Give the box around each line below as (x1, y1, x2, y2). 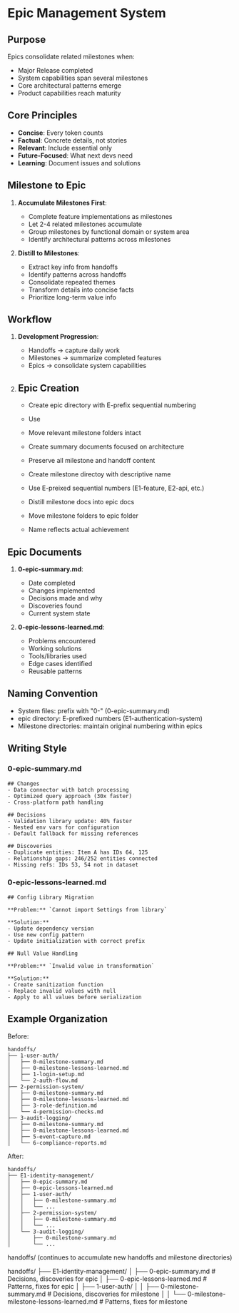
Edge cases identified (28, 660, 93, 668)
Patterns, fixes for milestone (104, 1297, 188, 1306)
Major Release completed (17, 66, 93, 74)
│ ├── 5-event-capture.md (7, 1133, 91, 1140)
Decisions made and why (28, 594, 103, 603)
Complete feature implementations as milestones (28, 212, 173, 220)
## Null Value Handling (7, 950, 78, 957)
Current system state (28, 609, 91, 618)
